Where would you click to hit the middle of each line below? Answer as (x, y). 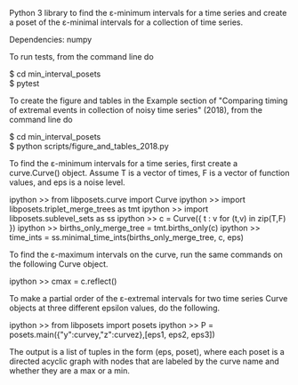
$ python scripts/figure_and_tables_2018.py (89, 146)
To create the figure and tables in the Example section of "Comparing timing (149, 100)
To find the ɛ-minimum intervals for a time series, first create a (124, 163)
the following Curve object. (59, 264)
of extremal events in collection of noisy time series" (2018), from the (136, 110)
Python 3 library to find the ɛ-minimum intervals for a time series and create (148, 13)
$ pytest (24, 83)
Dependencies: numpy (51, 40)
